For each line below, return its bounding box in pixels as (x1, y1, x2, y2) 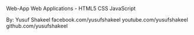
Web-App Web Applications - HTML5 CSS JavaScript (6, 5, 136, 12)
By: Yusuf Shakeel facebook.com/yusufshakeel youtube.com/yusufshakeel (6, 16, 189, 23)
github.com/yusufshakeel (6, 23, 68, 29)
